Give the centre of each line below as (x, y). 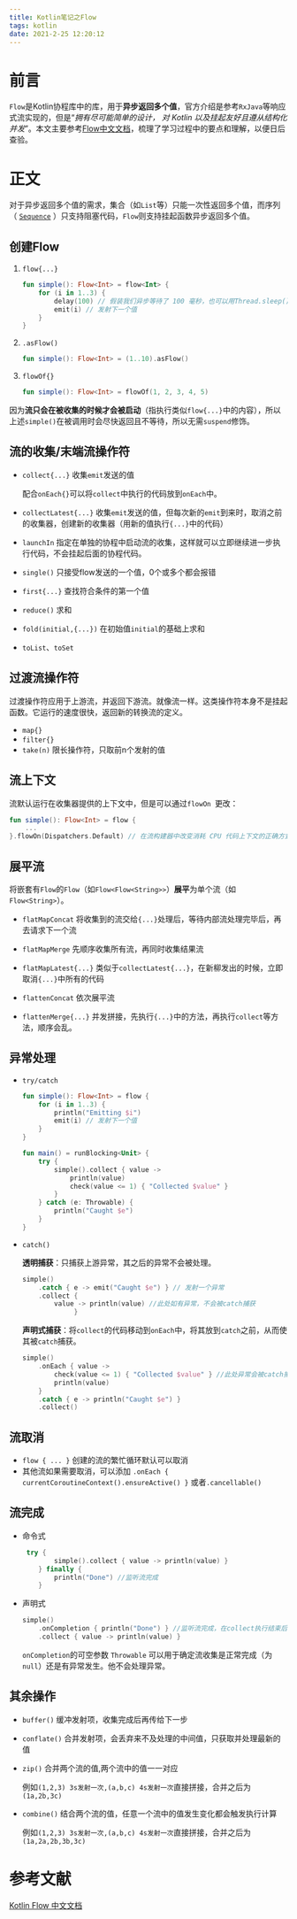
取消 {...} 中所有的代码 (63, 978)
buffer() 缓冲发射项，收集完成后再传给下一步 (105, 1719)
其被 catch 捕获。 (51, 1341)
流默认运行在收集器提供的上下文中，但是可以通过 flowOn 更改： (124, 803)
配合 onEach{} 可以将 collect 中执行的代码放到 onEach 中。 (122, 493)
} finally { (60, 1569)
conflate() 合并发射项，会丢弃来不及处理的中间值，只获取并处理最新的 (151, 1738)
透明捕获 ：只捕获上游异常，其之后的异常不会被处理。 (119, 1262)
